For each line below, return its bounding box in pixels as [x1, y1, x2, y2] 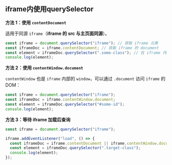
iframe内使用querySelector [5, 5, 94, 14]
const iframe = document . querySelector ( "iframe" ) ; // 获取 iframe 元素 [5, 40, 159, 46]
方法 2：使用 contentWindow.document [5, 65, 83, 71]
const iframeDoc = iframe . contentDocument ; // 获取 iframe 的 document [5, 45, 159, 50]
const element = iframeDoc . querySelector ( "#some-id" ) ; [5, 102, 125, 107]
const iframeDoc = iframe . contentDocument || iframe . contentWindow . [10, 140, 159, 146]
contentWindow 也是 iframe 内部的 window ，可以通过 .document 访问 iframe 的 [5, 76, 165, 82]
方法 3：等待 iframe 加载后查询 [5, 116, 71, 122]
